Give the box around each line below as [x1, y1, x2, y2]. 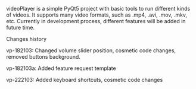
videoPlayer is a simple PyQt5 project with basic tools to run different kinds [6, 5, 191, 12]
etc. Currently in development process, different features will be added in [6, 18, 186, 24]
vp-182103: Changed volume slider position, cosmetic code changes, [6, 47, 176, 54]
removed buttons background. [6, 53, 80, 60]
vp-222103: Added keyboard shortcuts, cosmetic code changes [6, 77, 163, 83]
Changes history [6, 36, 46, 42]
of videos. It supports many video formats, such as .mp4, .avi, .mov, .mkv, [6, 11, 188, 18]
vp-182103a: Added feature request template [6, 65, 116, 72]
